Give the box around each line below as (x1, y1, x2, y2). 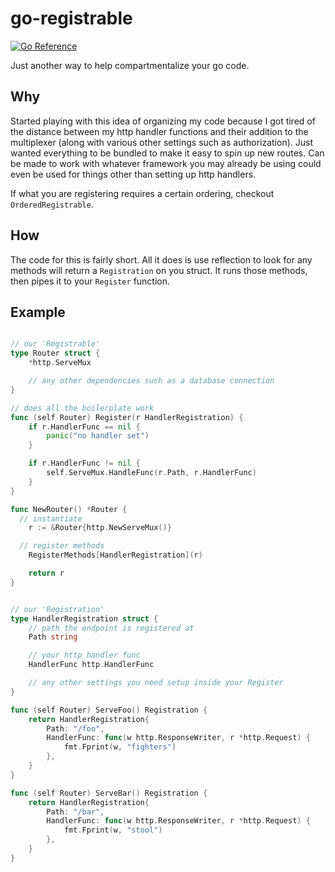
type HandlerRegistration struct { (10, 613, 159, 624)
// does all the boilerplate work (10, 403, 155, 413)
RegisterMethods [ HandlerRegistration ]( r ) (28, 550, 203, 561)
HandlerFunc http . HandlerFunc (28, 660, 155, 670)
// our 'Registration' (10, 604, 105, 614)
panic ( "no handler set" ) (46, 431, 150, 441)
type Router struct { (10, 348, 101, 359)
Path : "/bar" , (46, 807, 105, 817)
